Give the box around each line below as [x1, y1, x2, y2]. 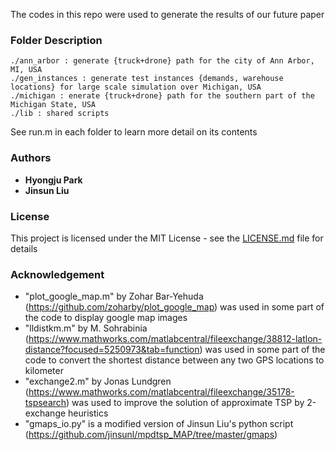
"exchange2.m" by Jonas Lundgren [24, 375, 172, 388]
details [10, 242, 38, 254]
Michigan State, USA [10, 100, 97, 110]
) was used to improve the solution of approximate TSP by [66, 397, 305, 409]
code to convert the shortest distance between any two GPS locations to [24, 354, 325, 366]
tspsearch [24, 397, 67, 409]
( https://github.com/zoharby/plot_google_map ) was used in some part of [24, 301, 325, 313]
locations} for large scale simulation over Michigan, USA [10, 82, 262, 93]
